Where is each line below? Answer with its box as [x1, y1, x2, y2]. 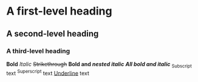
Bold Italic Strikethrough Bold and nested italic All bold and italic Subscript [6, 60, 193, 69]
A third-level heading [6, 47, 70, 55]
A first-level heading [6, 4, 112, 18]
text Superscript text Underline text [6, 68, 90, 77]
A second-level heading [6, 29, 99, 39]
